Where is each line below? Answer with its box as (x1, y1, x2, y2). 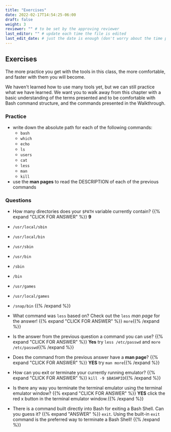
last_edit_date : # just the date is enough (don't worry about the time (5, 36, 163, 41)
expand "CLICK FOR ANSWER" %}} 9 (12, 214, 92, 220)
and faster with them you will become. (5, 74, 85, 80)
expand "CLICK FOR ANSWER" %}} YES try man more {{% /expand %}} (12, 359, 160, 366)
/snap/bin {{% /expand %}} (12, 303, 71, 309)
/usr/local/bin (12, 234, 45, 240)
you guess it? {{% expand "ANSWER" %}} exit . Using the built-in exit (12, 411, 160, 417)
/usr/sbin (12, 245, 34, 250)
